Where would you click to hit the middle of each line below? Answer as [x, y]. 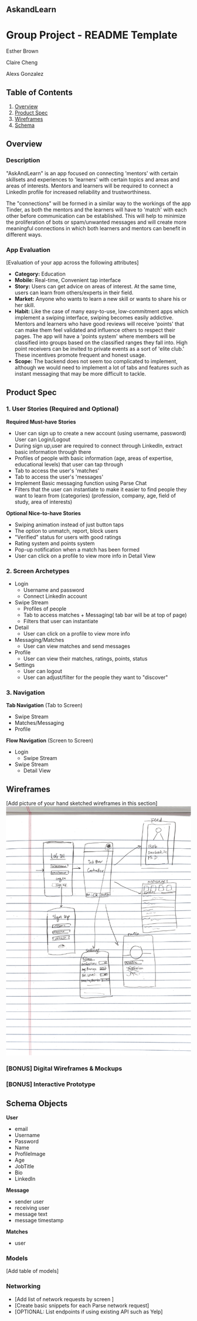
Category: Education [40, 274]
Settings [25, 665]
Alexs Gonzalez [25, 74]
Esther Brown [23, 51]
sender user [29, 1202]
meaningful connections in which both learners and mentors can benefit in [96, 228]
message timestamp [39, 1221]
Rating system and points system [55, 543]
